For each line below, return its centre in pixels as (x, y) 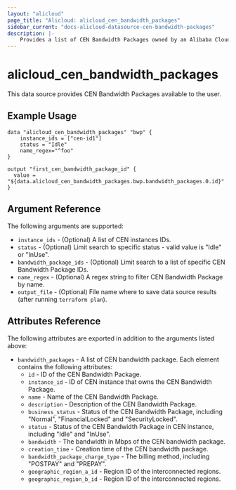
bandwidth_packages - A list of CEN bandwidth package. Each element (118, 359)
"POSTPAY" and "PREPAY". (67, 463)
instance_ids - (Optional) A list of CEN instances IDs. (94, 239)
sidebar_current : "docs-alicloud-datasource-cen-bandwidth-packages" (111, 27)
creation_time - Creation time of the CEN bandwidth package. (118, 449)
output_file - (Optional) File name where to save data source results (117, 291)
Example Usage (42, 116)
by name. (31, 284)
